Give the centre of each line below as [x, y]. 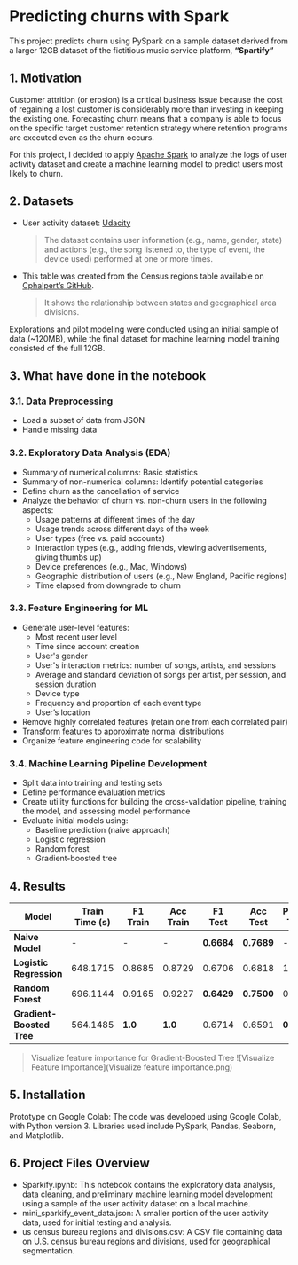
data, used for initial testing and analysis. [97, 1222]
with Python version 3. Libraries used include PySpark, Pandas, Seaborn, [143, 1126]
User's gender [62, 656]
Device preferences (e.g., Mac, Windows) [111, 566]
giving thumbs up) [68, 557]
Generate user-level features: [76, 627]
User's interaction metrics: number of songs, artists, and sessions [156, 665]
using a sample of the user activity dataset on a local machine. [136, 1203]
